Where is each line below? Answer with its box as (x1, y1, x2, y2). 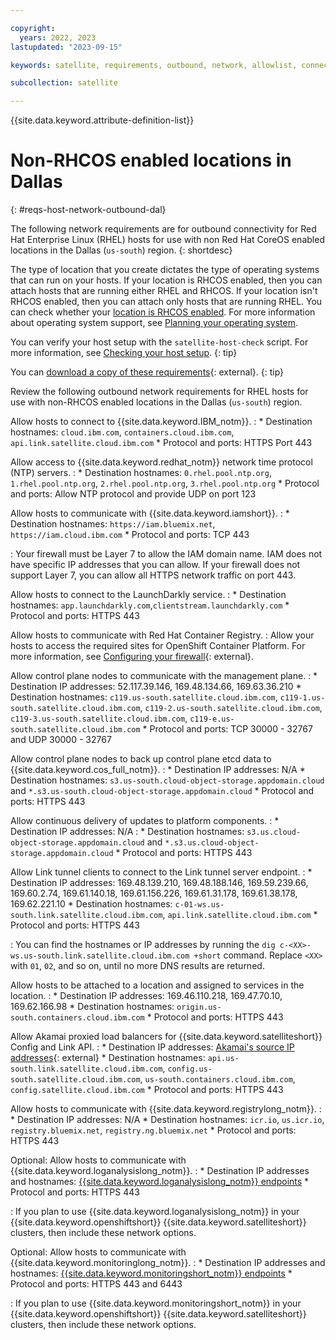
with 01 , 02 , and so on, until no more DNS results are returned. (10, 960, 265, 972)
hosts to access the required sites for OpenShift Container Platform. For (10, 640, 306, 652)
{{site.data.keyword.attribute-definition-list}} (10, 114, 195, 126)
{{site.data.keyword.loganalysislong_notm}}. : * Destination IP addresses (10, 1165, 310, 1177)
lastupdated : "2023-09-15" (10, 42, 123, 52)
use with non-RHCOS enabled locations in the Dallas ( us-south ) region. (10, 396, 303, 408)
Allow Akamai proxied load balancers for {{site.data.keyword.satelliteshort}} (10, 1031, 323, 1043)
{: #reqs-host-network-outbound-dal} (10, 204, 167, 216)
